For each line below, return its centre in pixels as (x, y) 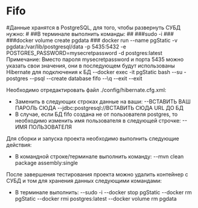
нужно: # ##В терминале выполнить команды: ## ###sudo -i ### (90, 33)
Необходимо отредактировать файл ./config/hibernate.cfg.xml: (86, 90)
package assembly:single (46, 163)
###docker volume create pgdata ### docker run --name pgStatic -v (92, 40)
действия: (19, 145)
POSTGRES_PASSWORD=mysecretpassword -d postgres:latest (84, 53)
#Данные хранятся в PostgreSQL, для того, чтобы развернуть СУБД (94, 27)
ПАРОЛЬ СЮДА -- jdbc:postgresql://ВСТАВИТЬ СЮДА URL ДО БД (99, 108)
